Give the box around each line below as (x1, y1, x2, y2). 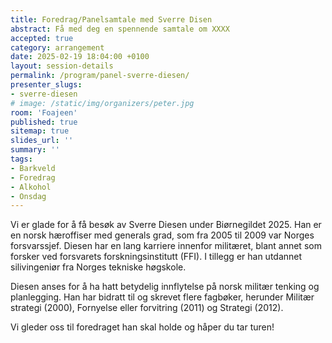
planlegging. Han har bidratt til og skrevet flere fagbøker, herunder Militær (10, 291, 315, 303)
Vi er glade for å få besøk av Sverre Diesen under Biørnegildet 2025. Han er (10, 219, 322, 231)
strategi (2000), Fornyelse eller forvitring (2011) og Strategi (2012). (10, 302, 284, 314)
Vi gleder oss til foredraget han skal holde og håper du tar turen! (10, 321, 275, 333)
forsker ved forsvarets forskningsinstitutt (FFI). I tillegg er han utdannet (10, 251, 303, 263)
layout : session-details (10, 61, 114, 71)
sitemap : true (10, 126, 70, 136)
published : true (10, 117, 78, 127)
